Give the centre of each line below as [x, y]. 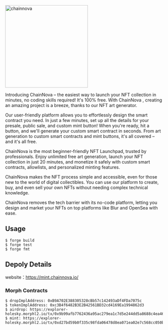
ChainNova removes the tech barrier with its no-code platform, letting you [81, 202]
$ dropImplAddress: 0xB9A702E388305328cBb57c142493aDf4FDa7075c [73, 300]
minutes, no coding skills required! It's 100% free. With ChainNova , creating [84, 100]
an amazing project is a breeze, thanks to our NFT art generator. [71, 105]
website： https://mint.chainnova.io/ [42, 277]
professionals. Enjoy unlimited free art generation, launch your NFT [74, 156]
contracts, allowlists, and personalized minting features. [63, 167]
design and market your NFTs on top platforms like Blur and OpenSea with [81, 208]
